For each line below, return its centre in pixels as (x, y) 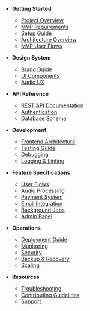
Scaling (30, 265)
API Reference (30, 94)
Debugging (35, 154)
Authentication (39, 112)
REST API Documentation (52, 105)
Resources (26, 277)
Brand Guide (36, 69)
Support (31, 301)
